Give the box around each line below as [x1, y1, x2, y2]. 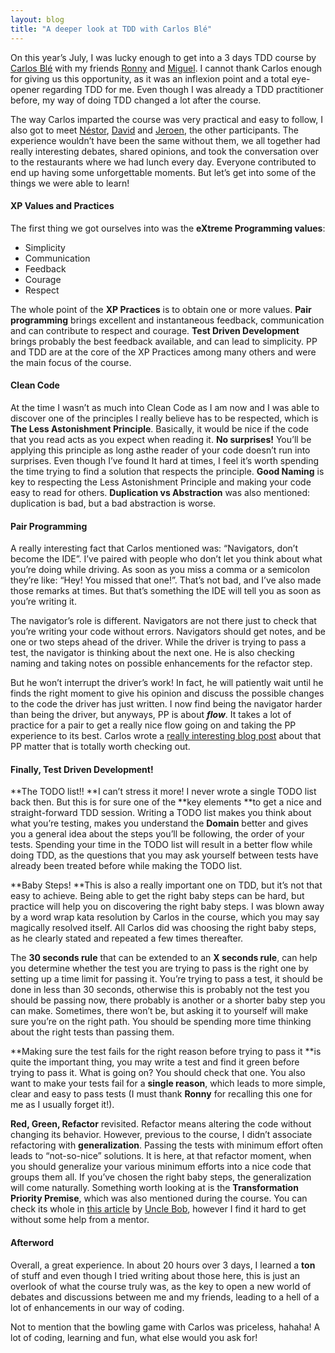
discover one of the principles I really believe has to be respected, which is [10, 412, 319, 424]
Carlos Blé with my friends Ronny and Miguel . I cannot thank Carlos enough [10, 62, 323, 74]
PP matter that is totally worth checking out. [10, 741, 191, 753]
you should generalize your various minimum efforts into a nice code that [10, 1161, 312, 1173]
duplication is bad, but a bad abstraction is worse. [10, 497, 217, 509]
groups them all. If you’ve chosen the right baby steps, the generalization [10, 1171, 312, 1183]
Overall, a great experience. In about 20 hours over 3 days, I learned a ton [10, 1259, 316, 1271]
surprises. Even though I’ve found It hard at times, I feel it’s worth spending [10, 454, 320, 466]
